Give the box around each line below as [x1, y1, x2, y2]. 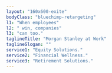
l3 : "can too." [6, 31, 44, 36]
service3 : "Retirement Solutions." [6, 58, 94, 64]
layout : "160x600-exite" [6, 8, 67, 15]
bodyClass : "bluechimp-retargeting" [6, 14, 96, 20]
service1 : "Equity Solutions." [6, 47, 83, 53]
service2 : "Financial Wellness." [6, 52, 88, 58]
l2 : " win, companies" [6, 25, 62, 31]
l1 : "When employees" [6, 19, 60, 25]
